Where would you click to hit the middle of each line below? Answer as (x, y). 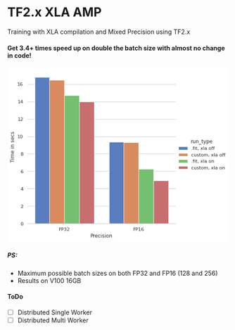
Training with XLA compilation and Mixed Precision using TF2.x (99, 32)
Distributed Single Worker (55, 312)
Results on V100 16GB (49, 280)
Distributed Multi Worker (53, 320)
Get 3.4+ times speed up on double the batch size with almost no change (116, 48)
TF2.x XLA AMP (55, 12)
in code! (19, 55)
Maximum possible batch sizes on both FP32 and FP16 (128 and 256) (118, 273)
